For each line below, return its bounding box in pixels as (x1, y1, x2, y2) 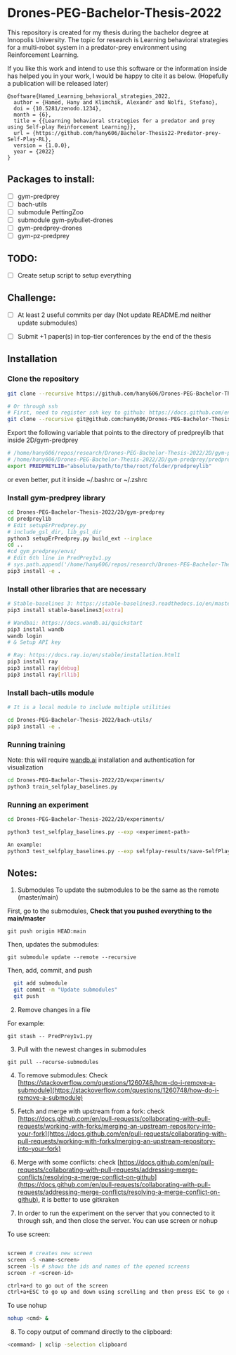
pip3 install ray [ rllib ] (7, 671, 80, 678)
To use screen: (7, 1230, 51, 1238)
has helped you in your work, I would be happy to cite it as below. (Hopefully (7, 72, 228, 80)
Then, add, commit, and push (7, 966, 93, 975)
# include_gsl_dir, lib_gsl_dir (7, 529, 102, 536)
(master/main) (17, 893, 58, 902)
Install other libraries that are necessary (7, 584, 147, 594)
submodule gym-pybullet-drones (17, 216, 114, 224)
